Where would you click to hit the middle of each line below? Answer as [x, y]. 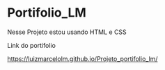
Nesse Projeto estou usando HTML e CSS [67, 32]
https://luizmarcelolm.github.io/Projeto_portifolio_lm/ [82, 59]
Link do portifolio [31, 45]
